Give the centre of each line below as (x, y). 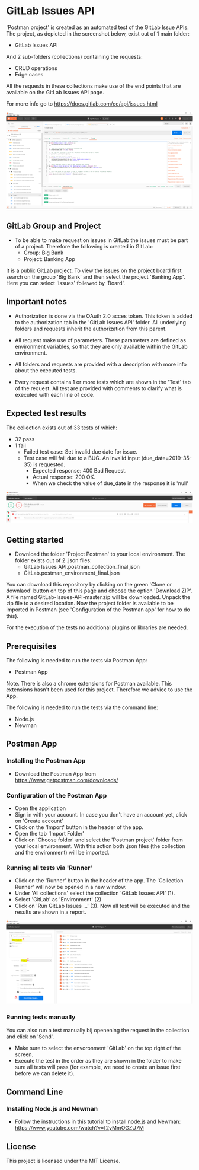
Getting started (35, 540)
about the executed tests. (46, 370)
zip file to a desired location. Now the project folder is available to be (90, 604)
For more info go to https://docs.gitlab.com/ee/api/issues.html (82, 103)
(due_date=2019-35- (167, 458)
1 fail (20, 445)
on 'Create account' (39, 821)
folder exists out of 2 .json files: (53, 560)
